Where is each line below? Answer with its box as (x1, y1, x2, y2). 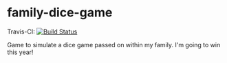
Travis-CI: (7, 27, 36, 36)
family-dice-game (7, 5, 113, 21)
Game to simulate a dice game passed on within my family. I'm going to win (7, 40, 221, 49)
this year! (7, 48, 34, 56)
